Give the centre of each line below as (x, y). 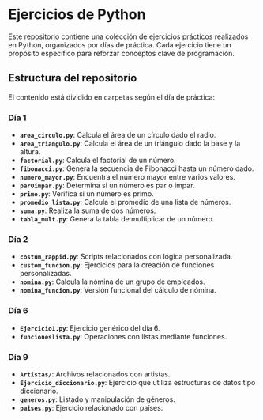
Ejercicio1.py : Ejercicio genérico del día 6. (90, 328)
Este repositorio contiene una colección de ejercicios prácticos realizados (128, 36)
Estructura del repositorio (73, 78)
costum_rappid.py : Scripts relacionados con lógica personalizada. (126, 257)
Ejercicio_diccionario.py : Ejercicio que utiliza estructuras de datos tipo (137, 382)
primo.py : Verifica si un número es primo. (86, 194)
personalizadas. (45, 274)
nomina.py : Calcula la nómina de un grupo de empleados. (112, 282)
